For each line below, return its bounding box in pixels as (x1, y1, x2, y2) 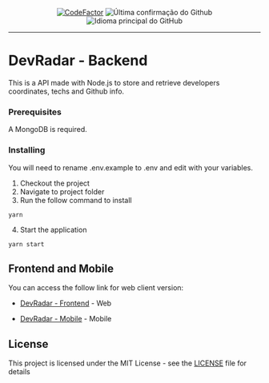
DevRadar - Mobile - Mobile (19, 314, 112, 324)
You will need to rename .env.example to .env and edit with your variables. (8, 162, 254, 172)
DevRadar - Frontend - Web (19, 298, 112, 308)
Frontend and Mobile (8, 261, 114, 275)
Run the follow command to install (19, 195, 132, 205)
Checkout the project (19, 178, 90, 188)
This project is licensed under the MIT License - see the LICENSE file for (8, 358, 247, 368)
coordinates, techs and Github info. (8, 86, 125, 96)
